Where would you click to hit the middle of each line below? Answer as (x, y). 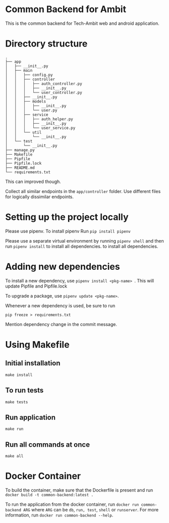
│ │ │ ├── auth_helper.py (39, 119)
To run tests (24, 390)
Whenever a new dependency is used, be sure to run (60, 305)
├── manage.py (20, 150)
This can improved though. (33, 181)
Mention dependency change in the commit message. (61, 324)
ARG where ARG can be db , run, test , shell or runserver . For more (91, 510)
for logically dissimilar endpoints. (40, 197)
